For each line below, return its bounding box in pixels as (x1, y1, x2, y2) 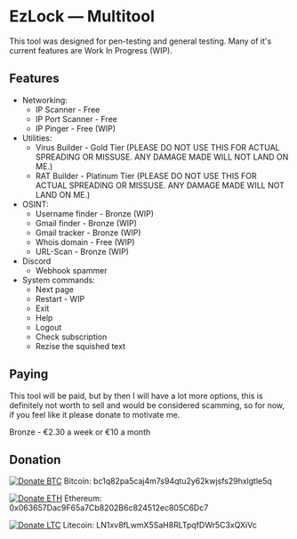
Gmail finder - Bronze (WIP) (35, 217, 138, 228)
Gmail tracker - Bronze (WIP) (35, 227, 141, 238)
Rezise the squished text (35, 340, 126, 351)
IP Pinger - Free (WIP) (35, 123, 116, 134)
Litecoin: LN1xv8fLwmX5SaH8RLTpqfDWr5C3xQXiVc (62, 519, 258, 531)
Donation (9, 452, 61, 467)
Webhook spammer (35, 265, 108, 275)
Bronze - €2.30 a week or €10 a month (9, 426, 151, 437)
